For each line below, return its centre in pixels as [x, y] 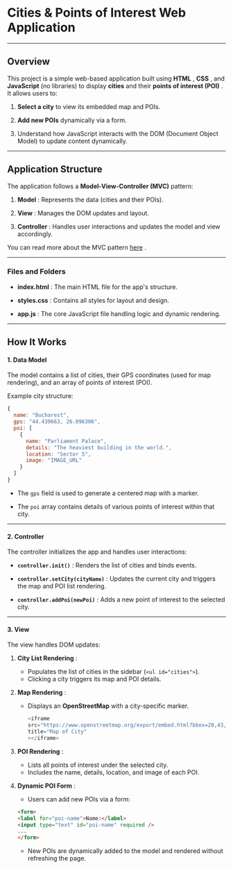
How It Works [37, 342]
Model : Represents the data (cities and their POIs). [90, 199]
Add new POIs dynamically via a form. [72, 120]
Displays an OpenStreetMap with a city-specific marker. [108, 706]
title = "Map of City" [57, 732]
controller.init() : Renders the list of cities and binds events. [107, 565]
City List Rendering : [47, 659]
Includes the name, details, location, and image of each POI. [113, 772]
